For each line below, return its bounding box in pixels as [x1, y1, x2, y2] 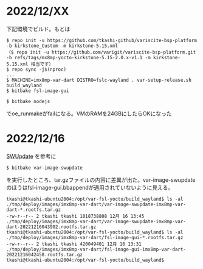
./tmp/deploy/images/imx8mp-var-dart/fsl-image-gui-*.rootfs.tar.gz [6, 234, 184, 240]
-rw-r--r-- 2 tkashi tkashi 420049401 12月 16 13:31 [6, 241, 142, 247]
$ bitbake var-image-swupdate [6, 165, 83, 171]
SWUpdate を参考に [6, 152, 57, 160]
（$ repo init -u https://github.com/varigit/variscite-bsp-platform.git [6, 49, 196, 56]
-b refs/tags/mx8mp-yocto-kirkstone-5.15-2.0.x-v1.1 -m [6, 54, 151, 60]
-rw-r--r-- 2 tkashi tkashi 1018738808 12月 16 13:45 [6, 213, 145, 219]
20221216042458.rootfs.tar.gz [6, 251, 83, 257]
